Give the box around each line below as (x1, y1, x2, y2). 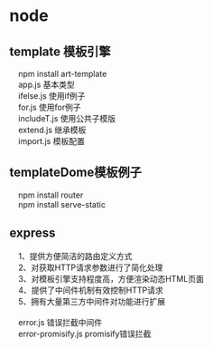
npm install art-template (17, 69, 107, 79)
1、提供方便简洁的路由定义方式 (17, 250, 133, 261)
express (9, 226, 56, 241)
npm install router (17, 189, 84, 200)
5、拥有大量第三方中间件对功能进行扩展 (17, 295, 166, 306)
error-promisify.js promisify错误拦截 (17, 328, 152, 339)
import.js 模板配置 (17, 136, 86, 146)
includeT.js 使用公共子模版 (17, 113, 116, 123)
